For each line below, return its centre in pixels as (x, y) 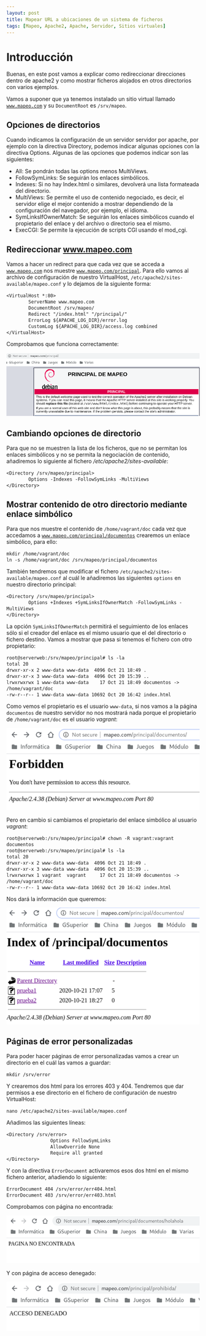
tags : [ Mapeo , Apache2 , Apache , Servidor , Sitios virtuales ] (86, 26)
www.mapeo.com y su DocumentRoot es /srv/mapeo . (67, 106)
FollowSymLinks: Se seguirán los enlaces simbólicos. (82, 178)
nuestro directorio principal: (41, 584)
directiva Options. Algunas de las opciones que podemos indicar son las (97, 153)
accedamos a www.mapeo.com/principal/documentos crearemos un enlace (98, 535)
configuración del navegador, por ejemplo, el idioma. (82, 210)
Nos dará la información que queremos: (56, 899)
